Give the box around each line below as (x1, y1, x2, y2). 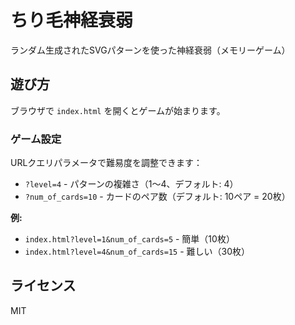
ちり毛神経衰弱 (10, 9, 134, 32)
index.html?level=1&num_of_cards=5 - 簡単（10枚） (24, 233, 235, 245)
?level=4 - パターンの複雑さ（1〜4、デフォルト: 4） (24, 178, 239, 190)
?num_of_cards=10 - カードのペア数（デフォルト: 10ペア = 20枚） (24, 191, 291, 203)
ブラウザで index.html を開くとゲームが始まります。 (10, 104, 226, 116)
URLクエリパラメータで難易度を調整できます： (10, 157, 203, 169)
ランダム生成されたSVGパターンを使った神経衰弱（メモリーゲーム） (10, 44, 291, 56)
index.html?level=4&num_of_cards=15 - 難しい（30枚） (24, 246, 250, 258)
